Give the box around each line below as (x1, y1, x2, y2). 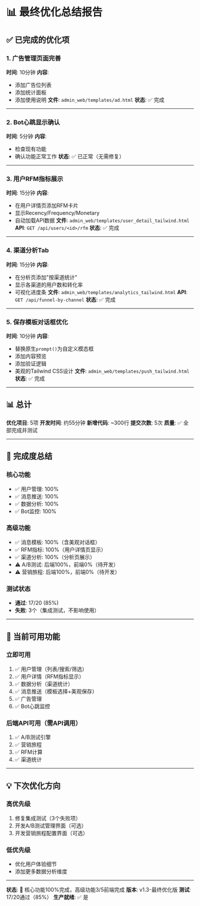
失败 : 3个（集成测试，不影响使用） (14, 607, 100, 614)
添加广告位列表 (14, 81, 52, 88)
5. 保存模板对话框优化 (6, 318, 68, 326)
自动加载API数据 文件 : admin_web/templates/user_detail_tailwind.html (14, 217, 190, 224)
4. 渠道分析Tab (6, 246, 49, 255)
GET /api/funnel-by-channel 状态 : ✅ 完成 (14, 296, 116, 303)
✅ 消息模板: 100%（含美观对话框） (14, 538, 101, 545)
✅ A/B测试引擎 (14, 733, 51, 741)
